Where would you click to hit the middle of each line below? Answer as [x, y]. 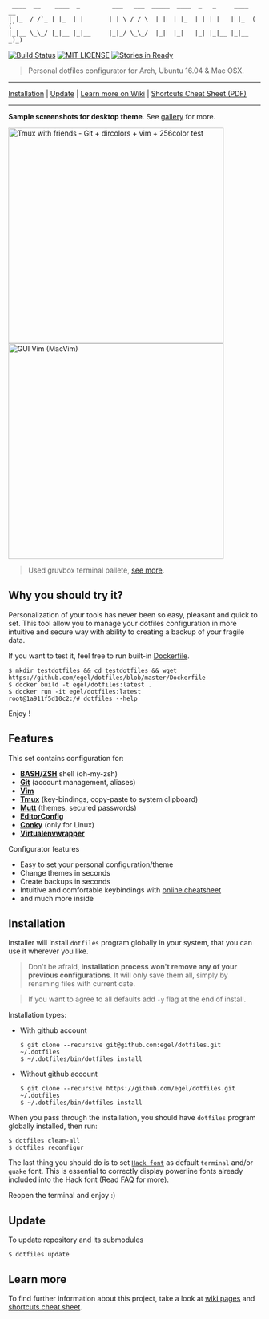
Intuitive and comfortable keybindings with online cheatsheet [120, 890]
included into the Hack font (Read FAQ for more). [89, 1179]
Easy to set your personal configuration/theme [96, 864]
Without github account [59, 1074]
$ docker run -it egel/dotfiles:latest [75, 691]
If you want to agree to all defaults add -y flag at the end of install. [137, 999]
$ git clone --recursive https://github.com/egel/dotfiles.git [128, 1089]
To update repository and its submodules [76, 1240]
